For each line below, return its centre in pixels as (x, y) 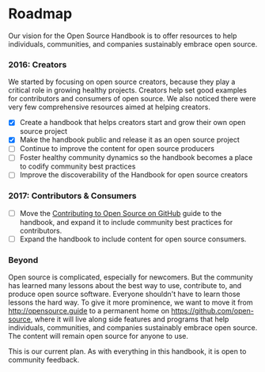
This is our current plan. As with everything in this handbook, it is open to (127, 351)
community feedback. (44, 360)
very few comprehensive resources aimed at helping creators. (110, 107)
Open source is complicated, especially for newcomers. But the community (131, 277)
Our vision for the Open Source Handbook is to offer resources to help (123, 36)
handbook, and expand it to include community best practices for (126, 222)
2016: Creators (38, 64)
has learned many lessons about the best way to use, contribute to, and (125, 286)
